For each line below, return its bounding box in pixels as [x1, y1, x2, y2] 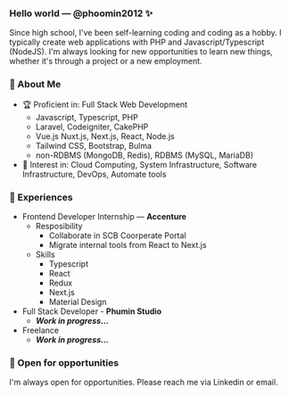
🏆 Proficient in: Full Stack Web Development [21, 99, 188, 110]
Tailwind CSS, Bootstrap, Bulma [35, 140, 153, 151]
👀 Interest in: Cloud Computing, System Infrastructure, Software [21, 159, 257, 169]
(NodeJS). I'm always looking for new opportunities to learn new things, [9, 46, 274, 57]
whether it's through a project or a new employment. [9, 56, 202, 67]
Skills [35, 249, 55, 260]
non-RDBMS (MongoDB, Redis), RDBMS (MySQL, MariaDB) [35, 150, 254, 161]
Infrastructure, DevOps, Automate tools [21, 169, 167, 179]
